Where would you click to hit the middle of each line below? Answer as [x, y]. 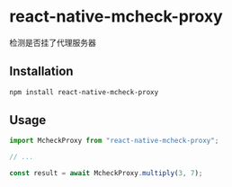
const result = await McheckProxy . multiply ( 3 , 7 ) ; [106, 174]
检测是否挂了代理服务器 [53, 42]
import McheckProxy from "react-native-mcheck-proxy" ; [114, 141]
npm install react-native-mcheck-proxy [84, 92]
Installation [41, 71]
